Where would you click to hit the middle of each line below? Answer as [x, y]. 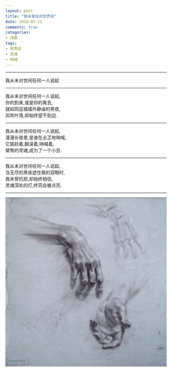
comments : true [21, 27]
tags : [11, 44]
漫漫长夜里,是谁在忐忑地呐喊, [36, 137]
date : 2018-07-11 [24, 22]
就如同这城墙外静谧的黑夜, [33, 109]
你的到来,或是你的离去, [29, 102]
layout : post [19, 11]
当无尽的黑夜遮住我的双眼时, [35, 172]
